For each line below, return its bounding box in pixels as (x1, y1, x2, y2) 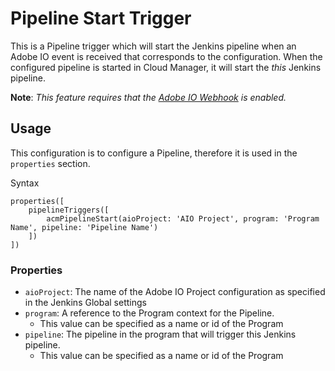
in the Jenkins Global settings (24, 297, 147, 309)
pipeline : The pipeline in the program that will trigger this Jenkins (24, 328, 297, 341)
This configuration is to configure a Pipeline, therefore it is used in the (10, 147, 298, 159)
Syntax (10, 177, 40, 189)
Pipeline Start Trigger (10, 7, 192, 30)
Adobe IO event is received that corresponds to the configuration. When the (10, 50, 323, 62)
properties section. (10, 157, 91, 169)
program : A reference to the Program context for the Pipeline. (24, 307, 275, 319)
